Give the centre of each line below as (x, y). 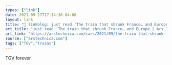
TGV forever (18, 58)
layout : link (19, 19)
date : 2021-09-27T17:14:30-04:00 (41, 15)
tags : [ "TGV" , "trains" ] (31, 44)
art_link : (16, 34)
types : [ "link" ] (23, 10)
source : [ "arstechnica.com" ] (36, 39)
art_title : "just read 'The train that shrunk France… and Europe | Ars (84, 29)
